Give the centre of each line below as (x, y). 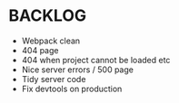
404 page (40, 50)
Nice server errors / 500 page (77, 70)
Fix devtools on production (72, 89)
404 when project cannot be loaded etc (96, 60)
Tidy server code (54, 79)
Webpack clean (51, 41)
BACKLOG (48, 16)
